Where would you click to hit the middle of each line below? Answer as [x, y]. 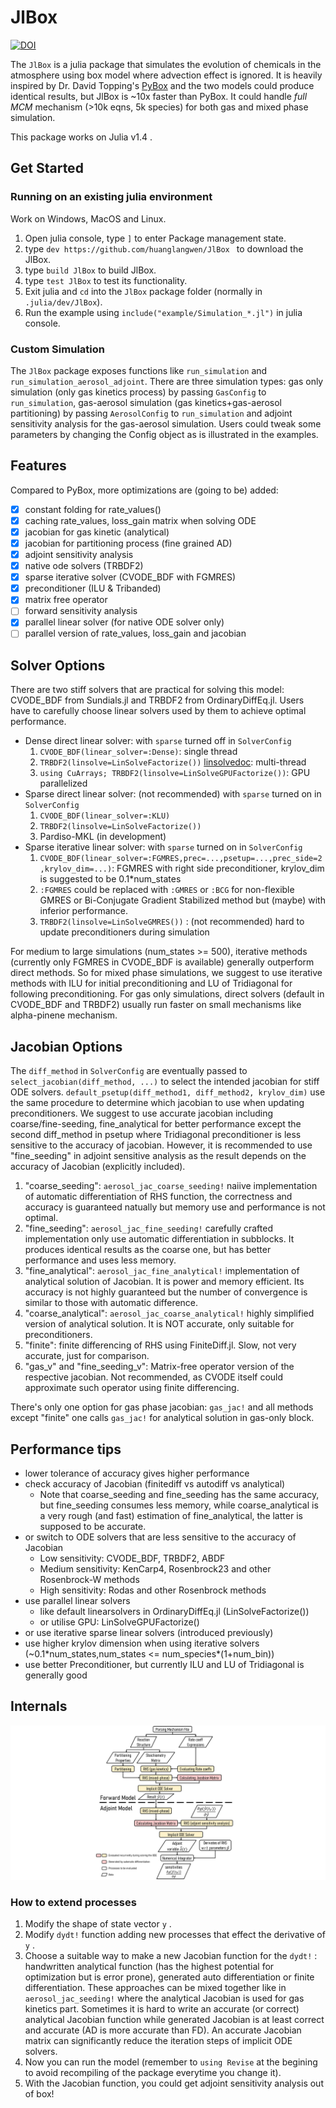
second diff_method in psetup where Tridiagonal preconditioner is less [156, 1135]
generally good [56, 1675]
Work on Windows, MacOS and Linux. [88, 218]
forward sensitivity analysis [81, 611]
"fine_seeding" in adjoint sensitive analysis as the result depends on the [158, 1156]
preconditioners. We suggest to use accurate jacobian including [142, 1113]
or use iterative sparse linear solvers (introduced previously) [149, 1632]
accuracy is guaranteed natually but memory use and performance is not [175, 1207]
